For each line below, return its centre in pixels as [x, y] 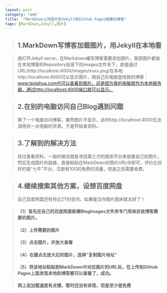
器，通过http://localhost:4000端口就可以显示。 [65, 89]
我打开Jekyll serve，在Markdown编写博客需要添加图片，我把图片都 [86, 58]
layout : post [19, 10]
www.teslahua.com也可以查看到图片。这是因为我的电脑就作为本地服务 [89, 83]
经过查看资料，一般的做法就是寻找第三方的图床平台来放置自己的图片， [89, 156]
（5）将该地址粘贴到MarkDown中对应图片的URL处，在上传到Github [87, 267]
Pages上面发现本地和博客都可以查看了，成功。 [65, 273]
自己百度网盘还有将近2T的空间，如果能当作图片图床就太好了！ [81, 199]
